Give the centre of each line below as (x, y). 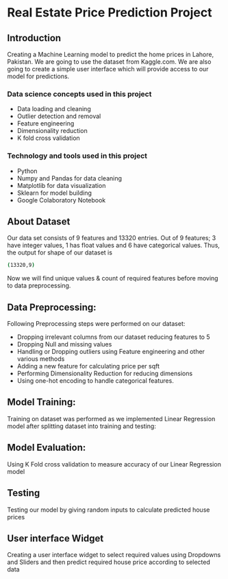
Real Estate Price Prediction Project (110, 13)
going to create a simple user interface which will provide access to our (108, 69)
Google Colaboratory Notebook (61, 200)
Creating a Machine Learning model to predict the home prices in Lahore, (111, 54)
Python (27, 171)
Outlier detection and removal (59, 116)
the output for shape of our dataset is (60, 252)
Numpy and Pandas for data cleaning (69, 178)
